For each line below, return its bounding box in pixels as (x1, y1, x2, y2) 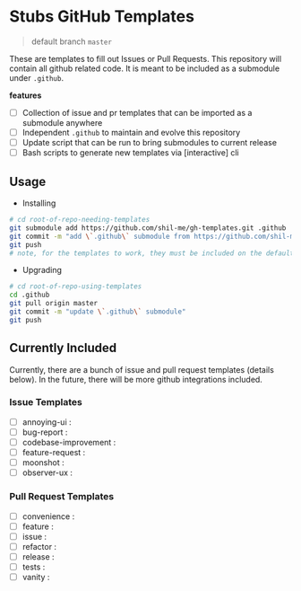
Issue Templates (9, 396, 83, 409)
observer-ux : (21, 467, 73, 478)
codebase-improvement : (21, 437, 116, 447)
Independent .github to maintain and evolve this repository (21, 128, 241, 137)
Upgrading (21, 265, 63, 276)
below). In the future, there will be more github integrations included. (9, 374, 262, 384)
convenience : (21, 510, 75, 522)
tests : (21, 561, 46, 572)
